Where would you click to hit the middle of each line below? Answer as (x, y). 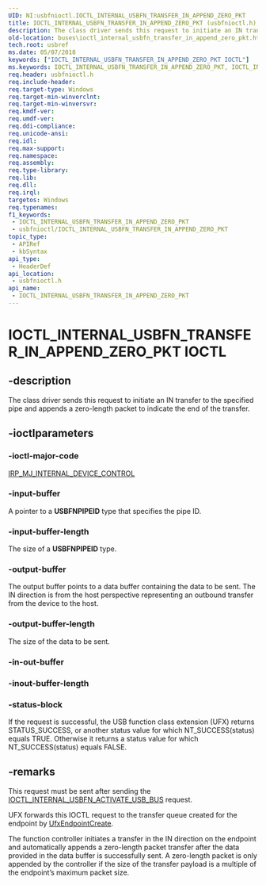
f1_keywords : (30, 215)
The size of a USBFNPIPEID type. (63, 549)
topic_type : (28, 237)
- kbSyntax (29, 251)
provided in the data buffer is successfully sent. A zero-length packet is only (133, 855)
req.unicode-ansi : (38, 133)
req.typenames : (33, 207)
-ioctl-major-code (44, 456)
